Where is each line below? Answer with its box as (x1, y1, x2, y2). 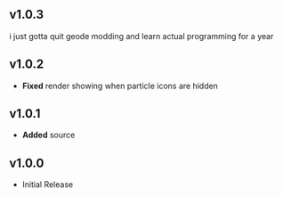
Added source (21, 129, 76, 141)
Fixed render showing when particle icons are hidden (21, 80, 218, 91)
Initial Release (21, 179, 74, 190)
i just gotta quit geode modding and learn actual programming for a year (9, 30, 274, 41)
